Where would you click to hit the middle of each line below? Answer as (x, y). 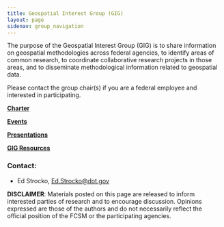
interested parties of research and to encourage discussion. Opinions (105, 201)
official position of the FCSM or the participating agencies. (89, 215)
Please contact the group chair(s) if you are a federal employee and (102, 88)
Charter (18, 108)
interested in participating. (44, 95)
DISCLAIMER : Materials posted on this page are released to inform (101, 194)
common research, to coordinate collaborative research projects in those (110, 60)
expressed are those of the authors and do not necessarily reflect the (105, 209)
